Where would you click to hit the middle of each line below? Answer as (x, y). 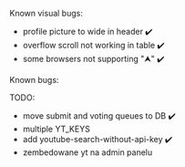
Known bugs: (34, 80)
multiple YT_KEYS (57, 129)
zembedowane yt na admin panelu (87, 152)
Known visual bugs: (46, 13)
